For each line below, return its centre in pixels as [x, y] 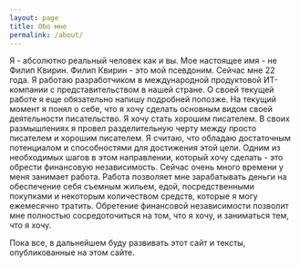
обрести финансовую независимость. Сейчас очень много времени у [147, 167]
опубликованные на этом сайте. [72, 252]
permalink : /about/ [47, 35]
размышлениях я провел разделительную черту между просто [133, 128]
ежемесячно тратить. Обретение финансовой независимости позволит [149, 206]
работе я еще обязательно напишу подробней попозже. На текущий [143, 99]
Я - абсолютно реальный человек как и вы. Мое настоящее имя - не [144, 61]
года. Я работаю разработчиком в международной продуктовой [135, 80]
